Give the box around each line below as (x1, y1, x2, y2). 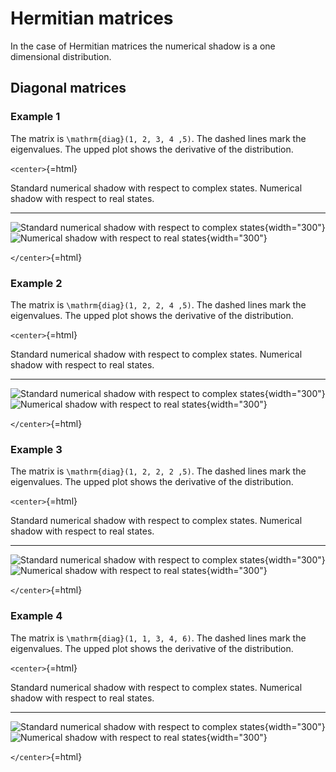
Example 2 (10, 276, 63, 290)
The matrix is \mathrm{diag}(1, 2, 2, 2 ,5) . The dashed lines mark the (10, 465, 307, 477)
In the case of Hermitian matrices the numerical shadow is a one (10, 40, 276, 52)
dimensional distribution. (10, 50, 112, 62)
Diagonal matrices (10, 80, 127, 97)
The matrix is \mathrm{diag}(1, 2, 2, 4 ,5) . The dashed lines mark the (10, 298, 307, 311)
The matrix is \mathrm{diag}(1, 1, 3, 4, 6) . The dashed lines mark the (10, 632, 307, 644)
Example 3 (10, 442, 63, 456)
